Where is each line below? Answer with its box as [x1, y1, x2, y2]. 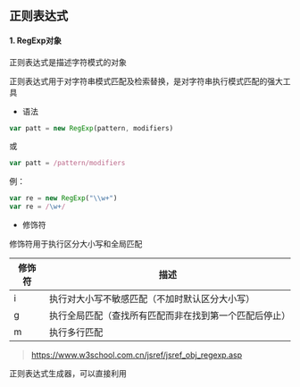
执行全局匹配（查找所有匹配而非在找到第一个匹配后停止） [48, 309, 291, 322]
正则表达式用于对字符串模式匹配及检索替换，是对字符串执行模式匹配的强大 [9, 75, 283, 87]
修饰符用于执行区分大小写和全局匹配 [9, 239, 143, 249]
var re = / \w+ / [9, 202, 66, 212]
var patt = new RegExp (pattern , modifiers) [9, 123, 174, 132]
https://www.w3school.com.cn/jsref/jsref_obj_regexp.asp [30, 349, 243, 360]
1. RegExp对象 [9, 35, 62, 46]
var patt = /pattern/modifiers [9, 159, 126, 168]
